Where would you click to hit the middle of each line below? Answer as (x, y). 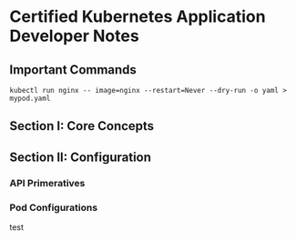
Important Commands (73, 70)
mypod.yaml (30, 98)
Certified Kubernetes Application (138, 17)
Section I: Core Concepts (82, 126)
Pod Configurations (54, 207)
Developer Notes (74, 36)
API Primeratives (47, 183)
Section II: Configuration (81, 157)
